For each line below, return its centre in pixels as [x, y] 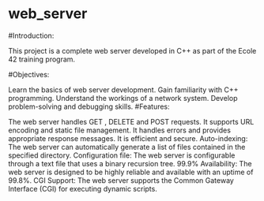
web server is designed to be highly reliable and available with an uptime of [131, 172]
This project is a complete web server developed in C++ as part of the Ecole [132, 50]
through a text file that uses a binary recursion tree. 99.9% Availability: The [130, 163]
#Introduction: [31, 35]
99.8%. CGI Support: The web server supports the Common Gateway [121, 180]
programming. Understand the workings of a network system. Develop [123, 98]
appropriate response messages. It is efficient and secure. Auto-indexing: [128, 138]
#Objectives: [29, 74]
